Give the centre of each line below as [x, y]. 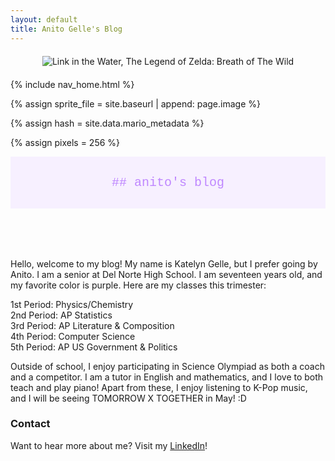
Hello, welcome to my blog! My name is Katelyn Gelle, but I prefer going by [164, 263]
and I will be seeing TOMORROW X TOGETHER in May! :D [128, 398]
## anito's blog [168, 182]
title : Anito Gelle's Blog [66, 29]
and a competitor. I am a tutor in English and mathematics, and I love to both [167, 377]
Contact [30, 424]
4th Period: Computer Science [73, 336]
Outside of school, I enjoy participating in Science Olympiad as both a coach [167, 366]
